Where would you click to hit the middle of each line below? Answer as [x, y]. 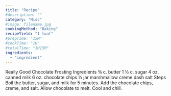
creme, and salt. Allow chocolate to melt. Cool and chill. [64, 88]
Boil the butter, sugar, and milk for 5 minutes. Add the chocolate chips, [79, 83]
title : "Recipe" [22, 10]
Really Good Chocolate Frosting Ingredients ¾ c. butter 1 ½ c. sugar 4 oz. [82, 72]
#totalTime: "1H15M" [27, 48]
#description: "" [24, 15]
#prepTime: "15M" [24, 39]
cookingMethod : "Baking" [32, 29]
